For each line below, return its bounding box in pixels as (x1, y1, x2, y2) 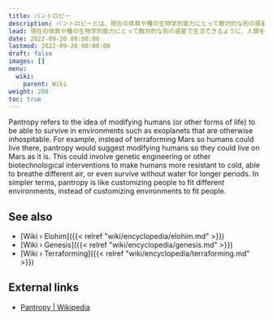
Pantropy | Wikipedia (19, 302, 91, 312)
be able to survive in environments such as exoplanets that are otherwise (8, 126, 253, 136)
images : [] (8, 58, 45, 66)
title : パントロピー (8, 11, 71, 20)
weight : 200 (8, 87, 49, 96)
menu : (8, 65, 27, 73)
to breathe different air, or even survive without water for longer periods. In (8, 169, 259, 179)
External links (8, 281, 80, 295)
